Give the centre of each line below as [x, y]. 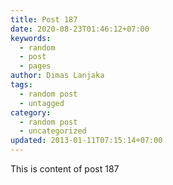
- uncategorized [53, 131]
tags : [21, 85]
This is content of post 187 [65, 169]
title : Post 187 [44, 19]
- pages [35, 66]
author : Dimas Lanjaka [57, 76]
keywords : [31, 38]
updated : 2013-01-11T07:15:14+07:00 [86, 141]
